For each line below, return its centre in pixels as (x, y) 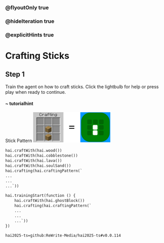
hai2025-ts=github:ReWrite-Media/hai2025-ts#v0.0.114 (63, 235)
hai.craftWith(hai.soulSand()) (38, 166)
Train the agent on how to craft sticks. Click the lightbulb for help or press (82, 86)
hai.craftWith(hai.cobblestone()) (42, 155)
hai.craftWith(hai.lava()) (34, 161)
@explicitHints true (30, 34)
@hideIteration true (30, 21)
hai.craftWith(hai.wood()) (34, 150)
